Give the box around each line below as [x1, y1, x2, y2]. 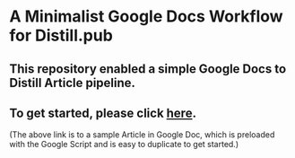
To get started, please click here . [9, 105, 197, 120]
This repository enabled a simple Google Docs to [9, 61, 287, 76]
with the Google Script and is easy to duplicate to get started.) [9, 139, 239, 150]
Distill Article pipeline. [9, 75, 136, 91]
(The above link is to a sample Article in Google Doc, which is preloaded [9, 129, 275, 140]
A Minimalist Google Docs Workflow [9, 6, 284, 27]
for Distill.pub [9, 25, 114, 46]
